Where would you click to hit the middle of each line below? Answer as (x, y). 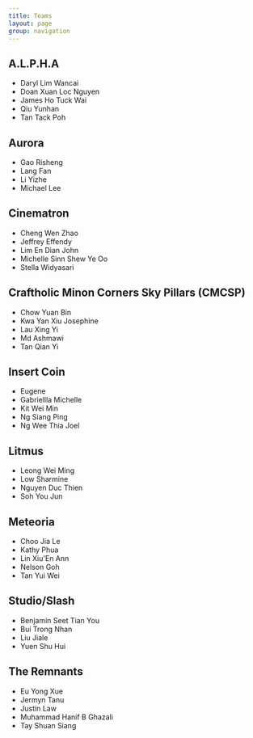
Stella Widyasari (47, 267)
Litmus (26, 451)
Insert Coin (37, 372)
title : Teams (30, 16)
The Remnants (46, 672)
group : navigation (39, 31)
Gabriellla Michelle (51, 400)
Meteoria (32, 522)
